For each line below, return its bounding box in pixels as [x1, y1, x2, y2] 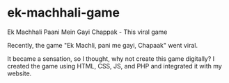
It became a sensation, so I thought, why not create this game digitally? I [7, 54, 215, 63]
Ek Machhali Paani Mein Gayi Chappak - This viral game [7, 28, 168, 36]
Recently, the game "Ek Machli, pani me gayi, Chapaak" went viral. [7, 41, 198, 49]
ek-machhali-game [7, 5, 120, 21]
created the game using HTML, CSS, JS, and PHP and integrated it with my [7, 62, 223, 70]
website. [7, 69, 32, 77]
